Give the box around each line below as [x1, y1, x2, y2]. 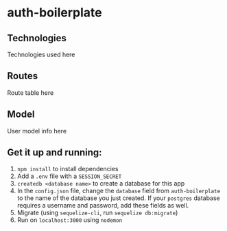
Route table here [7, 88, 54, 97]
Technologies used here [7, 50, 75, 58]
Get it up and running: [7, 146, 102, 159]
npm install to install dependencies [16, 165, 119, 173]
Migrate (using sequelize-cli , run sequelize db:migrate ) [16, 208, 178, 217]
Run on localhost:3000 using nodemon [16, 216, 123, 224]
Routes [7, 70, 38, 82]
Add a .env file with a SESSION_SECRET [16, 172, 122, 180]
